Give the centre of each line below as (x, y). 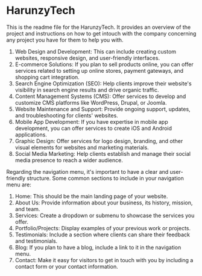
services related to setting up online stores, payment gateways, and (99, 70)
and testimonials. (36, 241)
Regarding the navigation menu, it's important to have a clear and (87, 171)
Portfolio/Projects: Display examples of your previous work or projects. (103, 228)
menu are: (19, 185)
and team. (27, 209)
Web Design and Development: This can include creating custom (96, 51)
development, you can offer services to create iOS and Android (93, 128)
